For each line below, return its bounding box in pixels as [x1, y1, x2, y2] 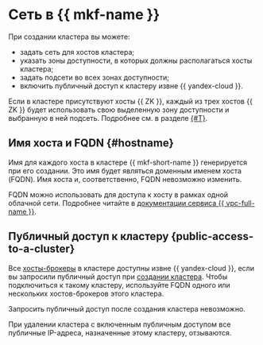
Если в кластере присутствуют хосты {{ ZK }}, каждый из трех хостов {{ [8, 96, 253, 106]
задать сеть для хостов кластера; [19, 47, 135, 56]
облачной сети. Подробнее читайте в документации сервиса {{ [8, 198, 225, 207]
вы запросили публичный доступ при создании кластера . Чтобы [8, 272, 228, 281]
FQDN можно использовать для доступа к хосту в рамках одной [8, 189, 229, 200]
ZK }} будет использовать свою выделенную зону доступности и [8, 105, 230, 114]
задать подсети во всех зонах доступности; [19, 72, 169, 82]
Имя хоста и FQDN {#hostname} [8, 137, 174, 150]
